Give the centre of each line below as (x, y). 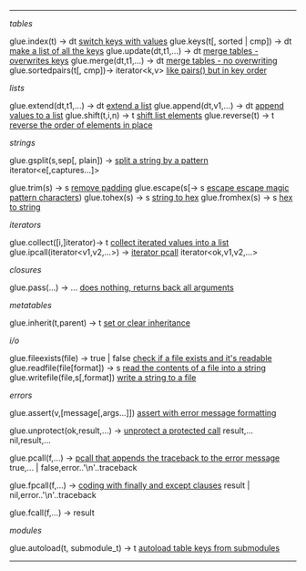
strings (23, 143)
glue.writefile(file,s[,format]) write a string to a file (103, 378)
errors (21, 395)
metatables (31, 305)
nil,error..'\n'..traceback (53, 495)
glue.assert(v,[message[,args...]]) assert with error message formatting (143, 413)
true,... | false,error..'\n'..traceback (73, 467)
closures (25, 270)
